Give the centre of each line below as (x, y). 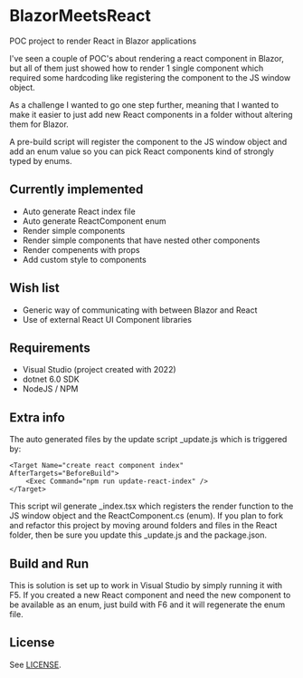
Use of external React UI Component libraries (107, 319)
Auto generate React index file (79, 211)
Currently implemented (76, 190)
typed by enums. (41, 160)
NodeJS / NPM (50, 389)
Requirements (50, 348)
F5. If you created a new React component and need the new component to (150, 595)
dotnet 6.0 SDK (51, 379)
